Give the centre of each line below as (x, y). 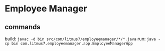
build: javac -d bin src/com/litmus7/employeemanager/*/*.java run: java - (83, 39)
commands (23, 27)
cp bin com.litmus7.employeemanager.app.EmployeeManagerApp (69, 44)
